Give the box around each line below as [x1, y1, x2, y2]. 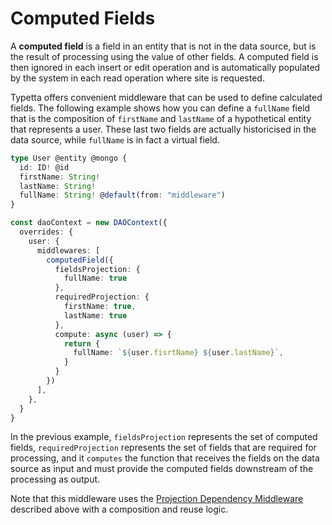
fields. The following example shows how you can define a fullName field [10, 102, 311, 114]
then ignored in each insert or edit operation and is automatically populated [10, 61, 321, 73]
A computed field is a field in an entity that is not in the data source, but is [10, 40, 317, 52]
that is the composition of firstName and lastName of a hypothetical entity [10, 112, 312, 124]
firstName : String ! [19, 172, 101, 182]
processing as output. [10, 473, 101, 486]
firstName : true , [63, 302, 137, 312]
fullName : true [63, 273, 128, 284]
